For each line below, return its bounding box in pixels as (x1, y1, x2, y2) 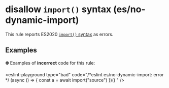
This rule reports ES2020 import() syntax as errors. (5, 31, 114, 37)
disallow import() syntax (5, 4, 112, 15)
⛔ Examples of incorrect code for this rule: (5, 60, 95, 66)
